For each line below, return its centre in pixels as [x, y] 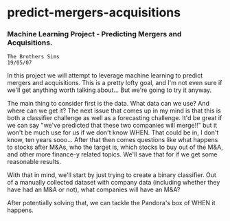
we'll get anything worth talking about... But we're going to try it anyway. [110, 90]
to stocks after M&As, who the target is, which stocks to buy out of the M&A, [115, 147]
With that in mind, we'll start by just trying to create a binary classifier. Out [112, 175]
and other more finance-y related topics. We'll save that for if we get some [112, 154]
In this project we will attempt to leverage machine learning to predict [105, 75]
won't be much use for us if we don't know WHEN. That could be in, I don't [113, 132]
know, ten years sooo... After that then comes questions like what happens [113, 140]
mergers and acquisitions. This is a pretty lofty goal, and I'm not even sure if [115, 83]
